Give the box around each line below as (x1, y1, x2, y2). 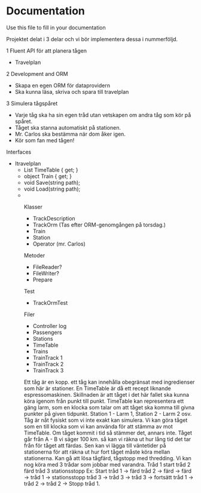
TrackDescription (32, 215, 76, 222)
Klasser (23, 203, 43, 210)
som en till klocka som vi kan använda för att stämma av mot (23, 422, 173, 430)
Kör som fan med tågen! (14, 136, 75, 144)
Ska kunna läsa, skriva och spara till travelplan (14, 88, 129, 95)
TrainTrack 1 (32, 354, 63, 361)
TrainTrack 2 (32, 360, 64, 368)
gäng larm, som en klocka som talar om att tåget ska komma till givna (23, 403, 195, 411)
